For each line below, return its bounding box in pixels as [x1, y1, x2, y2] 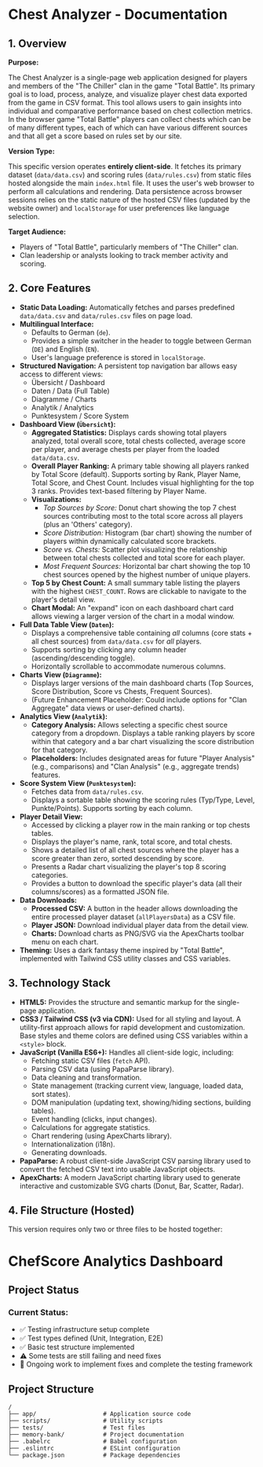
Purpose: [8, 57, 39, 67]
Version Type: [8, 147, 55, 156]
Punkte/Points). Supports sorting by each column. [31, 803, 193, 812]
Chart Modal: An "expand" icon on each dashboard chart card [31, 603, 234, 612]
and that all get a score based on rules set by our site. [8, 131, 182, 141]
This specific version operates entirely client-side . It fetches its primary [8, 162, 242, 171]
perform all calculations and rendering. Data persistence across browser [8, 187, 243, 196]
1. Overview [8, 37, 67, 50]
